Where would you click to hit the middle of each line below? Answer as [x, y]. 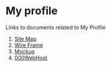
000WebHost [31, 58]
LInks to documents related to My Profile [56, 27]
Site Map [25, 39]
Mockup [25, 51]
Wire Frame [28, 45]
